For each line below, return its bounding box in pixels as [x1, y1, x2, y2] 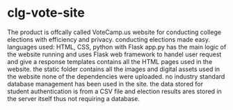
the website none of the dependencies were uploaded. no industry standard [7, 72, 225, 81]
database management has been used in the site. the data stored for [7, 79, 204, 88]
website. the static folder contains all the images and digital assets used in [7, 65, 220, 73]
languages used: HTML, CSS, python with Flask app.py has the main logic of [7, 42, 227, 51]
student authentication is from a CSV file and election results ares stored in [7, 87, 223, 95]
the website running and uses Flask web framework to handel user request [7, 50, 222, 58]
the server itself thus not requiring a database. [7, 94, 140, 102]
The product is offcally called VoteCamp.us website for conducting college [7, 28, 221, 36]
